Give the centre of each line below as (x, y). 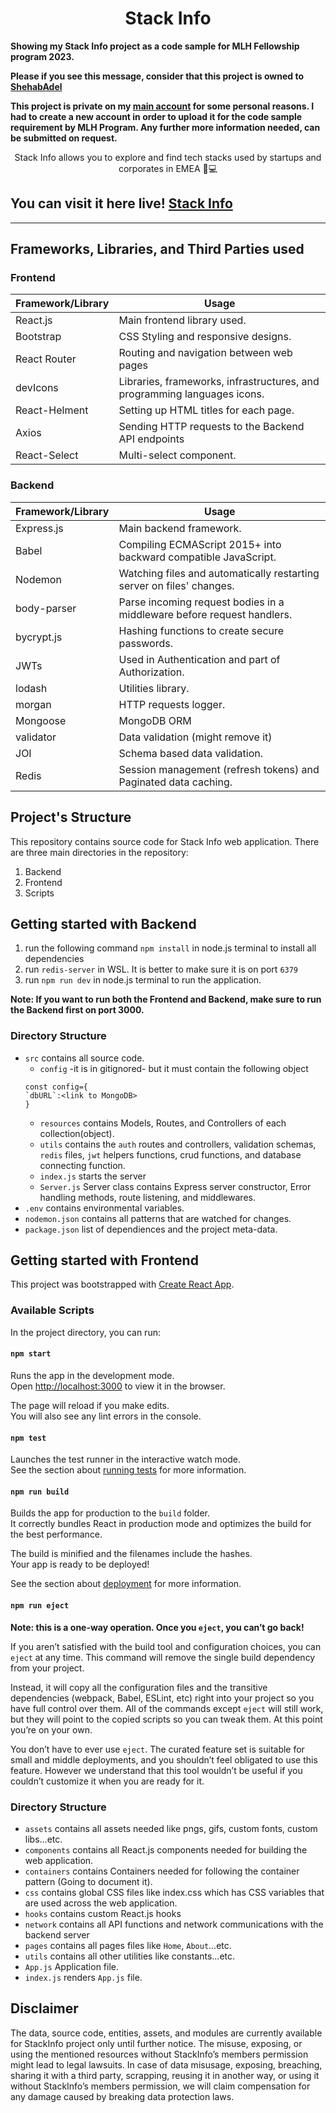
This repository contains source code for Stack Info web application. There (165, 841)
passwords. (146, 643)
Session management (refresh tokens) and (219, 769)
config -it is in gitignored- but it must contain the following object (174, 1068)
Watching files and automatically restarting (219, 573)
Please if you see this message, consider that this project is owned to (157, 76)
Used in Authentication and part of (199, 659)
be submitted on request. (64, 138)
